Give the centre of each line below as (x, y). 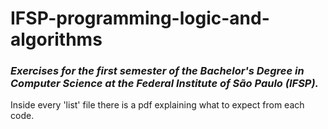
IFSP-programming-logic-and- (140, 18)
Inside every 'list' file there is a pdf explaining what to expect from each (157, 105)
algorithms (56, 39)
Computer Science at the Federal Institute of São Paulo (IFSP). (165, 84)
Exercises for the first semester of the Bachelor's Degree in (157, 71)
